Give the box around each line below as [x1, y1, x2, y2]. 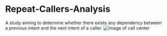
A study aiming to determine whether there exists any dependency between [5, 20, 162, 26]
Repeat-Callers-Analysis [5, 3, 110, 15]
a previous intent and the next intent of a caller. [5, 25, 103, 31]
